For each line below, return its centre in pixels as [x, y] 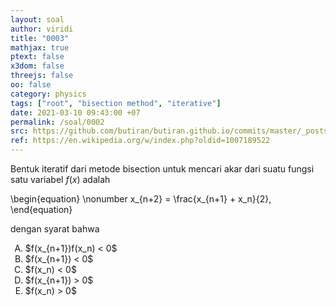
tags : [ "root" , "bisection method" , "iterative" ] [116, 103]
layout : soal [37, 19]
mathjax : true [40, 47]
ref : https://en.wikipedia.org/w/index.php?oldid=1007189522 [140, 141]
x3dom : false [37, 66]
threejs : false [42, 76]
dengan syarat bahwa [55, 229]
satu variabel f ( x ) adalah [60, 179]
